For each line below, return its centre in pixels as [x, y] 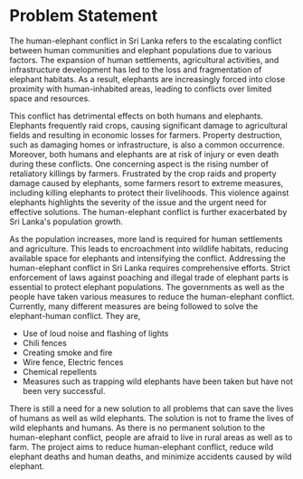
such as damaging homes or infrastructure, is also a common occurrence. [147, 145]
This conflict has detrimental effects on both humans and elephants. [137, 116]
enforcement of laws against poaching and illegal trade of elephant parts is [149, 277]
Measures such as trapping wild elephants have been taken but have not [158, 381]
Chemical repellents [60, 371]
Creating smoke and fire [67, 352]
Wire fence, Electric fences [73, 362]
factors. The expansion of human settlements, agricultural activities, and [144, 60]
